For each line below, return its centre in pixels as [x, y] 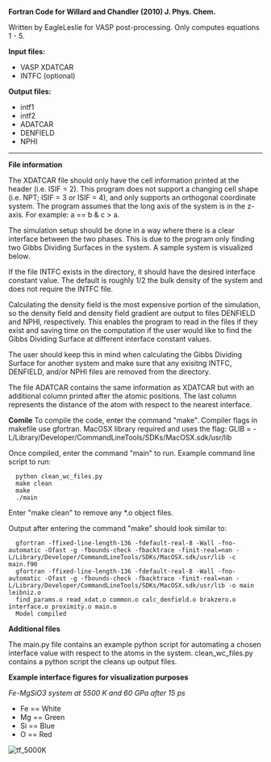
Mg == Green [42, 717]
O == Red [36, 734]
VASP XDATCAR [47, 67]
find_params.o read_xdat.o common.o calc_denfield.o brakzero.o [126, 600]
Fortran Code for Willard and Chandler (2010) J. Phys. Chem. [112, 12]
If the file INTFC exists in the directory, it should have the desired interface [132, 272]
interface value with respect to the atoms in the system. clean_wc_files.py [131, 653]
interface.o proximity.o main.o [63, 607]
